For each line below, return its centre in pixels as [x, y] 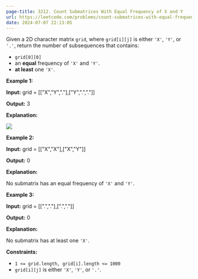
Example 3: [20, 195]
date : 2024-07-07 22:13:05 [39, 22]
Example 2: [20, 138]
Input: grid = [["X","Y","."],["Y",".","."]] [51, 93]
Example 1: [20, 81]
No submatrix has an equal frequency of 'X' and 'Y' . [70, 183]
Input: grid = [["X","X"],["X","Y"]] [46, 149]
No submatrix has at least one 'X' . [48, 241]
